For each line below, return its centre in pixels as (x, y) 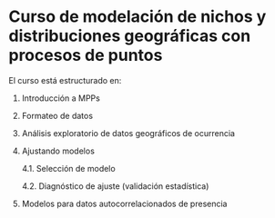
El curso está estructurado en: (65, 80)
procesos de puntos (86, 55)
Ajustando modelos (58, 151)
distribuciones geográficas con (130, 36)
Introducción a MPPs (61, 98)
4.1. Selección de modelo (68, 168)
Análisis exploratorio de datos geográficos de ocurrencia (128, 133)
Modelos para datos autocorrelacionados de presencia (124, 203)
